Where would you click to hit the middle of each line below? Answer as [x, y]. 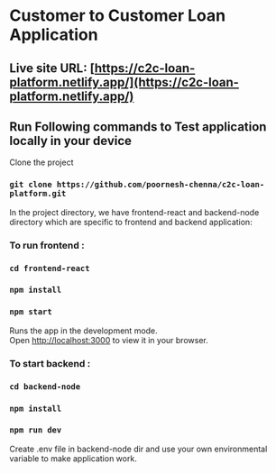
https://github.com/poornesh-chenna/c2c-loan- [161, 185]
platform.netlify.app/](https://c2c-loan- [124, 82]
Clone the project [41, 162]
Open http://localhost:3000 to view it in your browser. [109, 340]
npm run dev [36, 430]
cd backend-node [45, 387]
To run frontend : [47, 245]
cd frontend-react [50, 268]
